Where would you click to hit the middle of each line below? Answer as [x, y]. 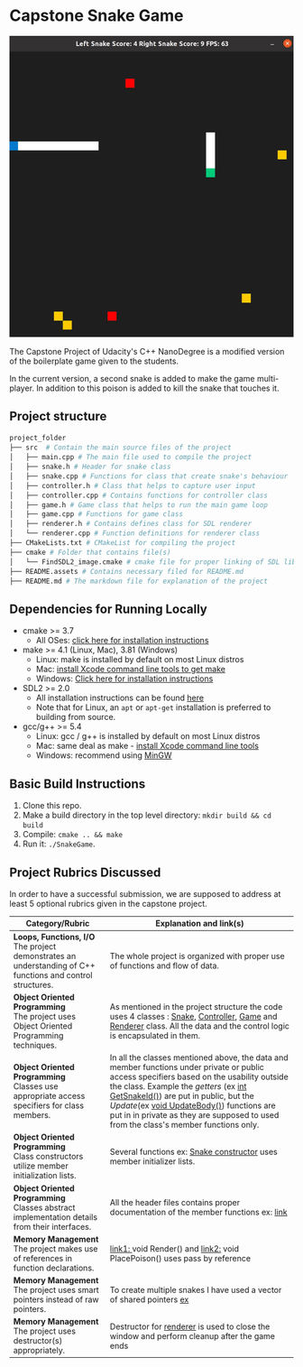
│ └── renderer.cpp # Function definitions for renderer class [134, 533]
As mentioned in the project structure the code [196, 1006]
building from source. [76, 717]
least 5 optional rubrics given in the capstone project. [108, 903]
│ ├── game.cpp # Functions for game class [96, 514]
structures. [33, 984]
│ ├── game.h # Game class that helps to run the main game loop [139, 505]
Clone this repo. [52, 806]
